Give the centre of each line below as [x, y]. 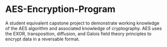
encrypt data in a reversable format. [42, 39]
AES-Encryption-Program [60, 9]
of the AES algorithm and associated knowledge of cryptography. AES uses [84, 28]
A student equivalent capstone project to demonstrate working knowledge [82, 23]
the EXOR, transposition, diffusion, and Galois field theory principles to [78, 33]
